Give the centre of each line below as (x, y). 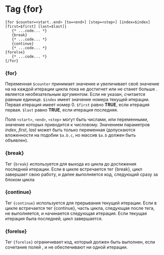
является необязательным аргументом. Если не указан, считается (75, 94)
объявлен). (17, 141)
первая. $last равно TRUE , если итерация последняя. (62, 110)
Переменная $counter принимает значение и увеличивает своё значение (82, 84)
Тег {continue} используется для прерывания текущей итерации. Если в (81, 203)
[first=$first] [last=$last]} (36, 26)
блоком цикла (20, 179)
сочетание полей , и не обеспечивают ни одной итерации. (67, 247)
